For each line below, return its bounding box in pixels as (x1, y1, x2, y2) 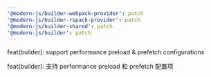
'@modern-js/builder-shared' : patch (7, 23, 113, 30)
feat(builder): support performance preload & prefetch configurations (7, 48, 205, 56)
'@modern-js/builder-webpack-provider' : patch (7, 10, 144, 17)
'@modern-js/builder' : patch (7, 29, 91, 36)
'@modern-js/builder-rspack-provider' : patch (7, 16, 140, 23)
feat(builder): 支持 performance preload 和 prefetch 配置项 (7, 63, 174, 71)
